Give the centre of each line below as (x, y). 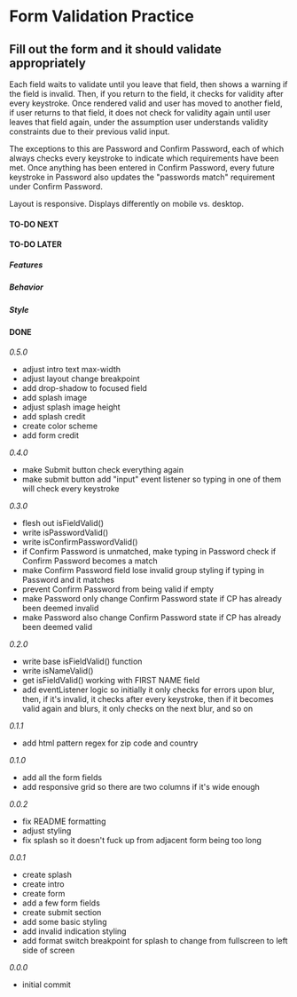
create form (43, 893)
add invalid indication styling (74, 931)
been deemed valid (57, 626)
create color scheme (60, 426)
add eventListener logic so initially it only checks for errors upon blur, (148, 690)
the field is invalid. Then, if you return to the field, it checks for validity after (146, 94)
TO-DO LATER (35, 244)
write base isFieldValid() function (82, 661)
